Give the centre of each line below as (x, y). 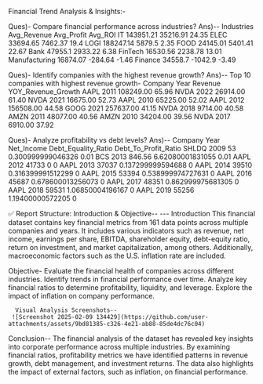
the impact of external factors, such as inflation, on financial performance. (128, 372)
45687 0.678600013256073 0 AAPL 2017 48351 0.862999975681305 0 (124, 182)
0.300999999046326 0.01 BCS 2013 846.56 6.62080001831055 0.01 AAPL (130, 157)
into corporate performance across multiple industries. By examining (119, 347)
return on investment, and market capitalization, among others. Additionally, (131, 247)
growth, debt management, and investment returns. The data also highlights (131, 363)
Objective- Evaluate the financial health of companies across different (121, 271)
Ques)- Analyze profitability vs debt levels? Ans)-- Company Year (114, 140)
